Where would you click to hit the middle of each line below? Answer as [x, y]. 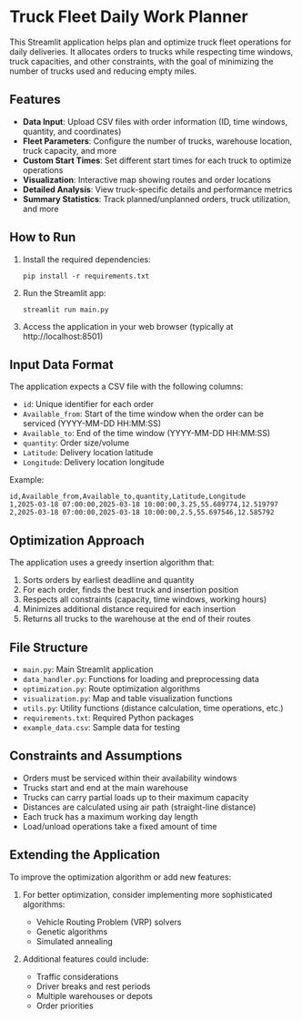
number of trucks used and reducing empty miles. [103, 71]
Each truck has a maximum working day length [110, 816]
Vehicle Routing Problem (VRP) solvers [109, 922]
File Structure [49, 647]
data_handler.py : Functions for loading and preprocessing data [141, 679]
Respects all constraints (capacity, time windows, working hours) [145, 599]
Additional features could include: [86, 959]
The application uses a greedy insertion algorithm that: [112, 563]
